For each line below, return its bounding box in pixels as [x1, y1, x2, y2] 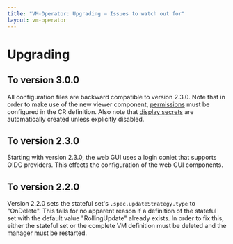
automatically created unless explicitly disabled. [7, 115, 145, 123]
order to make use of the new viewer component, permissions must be [7, 100, 210, 108]
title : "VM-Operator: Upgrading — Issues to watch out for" [7, 10, 186, 17]
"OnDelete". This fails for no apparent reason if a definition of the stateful [7, 206, 217, 215]
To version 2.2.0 [7, 181, 80, 193]
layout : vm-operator [7, 17, 67, 24]
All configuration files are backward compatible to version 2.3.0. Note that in [7, 92, 226, 101]
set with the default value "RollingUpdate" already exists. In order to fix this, [7, 214, 224, 222]
